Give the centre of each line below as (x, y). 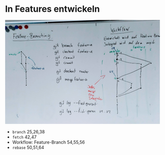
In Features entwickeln (53, 9)
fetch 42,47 (24, 137)
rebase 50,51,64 (28, 148)
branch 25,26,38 (28, 132)
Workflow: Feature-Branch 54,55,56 (48, 142)
